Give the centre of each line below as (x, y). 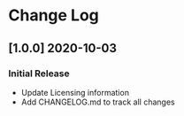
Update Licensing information (75, 92)
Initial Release (39, 73)
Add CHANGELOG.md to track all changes (98, 102)
